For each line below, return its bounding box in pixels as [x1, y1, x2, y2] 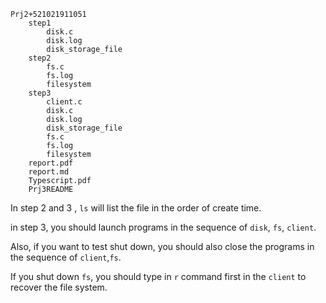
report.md [28, 167, 70, 177]
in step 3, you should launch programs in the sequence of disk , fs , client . [10, 221, 317, 233]
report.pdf [28, 158, 74, 168]
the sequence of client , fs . [10, 251, 122, 263]
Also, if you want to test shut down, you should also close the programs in [10, 241, 315, 252]
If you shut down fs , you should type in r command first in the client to [10, 271, 307, 282]
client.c [46, 97, 83, 107]
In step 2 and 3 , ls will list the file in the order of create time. [10, 202, 262, 214]
